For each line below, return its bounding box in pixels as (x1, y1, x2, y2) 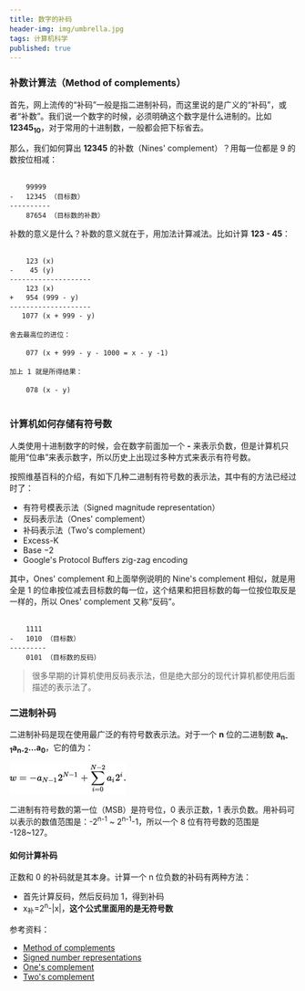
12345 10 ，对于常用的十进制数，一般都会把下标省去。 (9, 121, 208, 135)
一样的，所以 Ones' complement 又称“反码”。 (9, 596, 180, 607)
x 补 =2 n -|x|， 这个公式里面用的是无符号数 (22, 902, 174, 916)
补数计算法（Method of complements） (9, 77, 187, 89)
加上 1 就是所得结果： (9, 368, 84, 377)
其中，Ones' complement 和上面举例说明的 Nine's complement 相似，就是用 (9, 573, 296, 584)
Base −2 (22, 544, 55, 556)
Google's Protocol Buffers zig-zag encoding (22, 554, 188, 565)
